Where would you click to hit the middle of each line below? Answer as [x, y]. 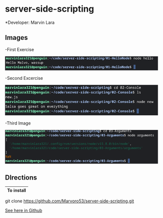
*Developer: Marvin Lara [30, 22]
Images [16, 38]
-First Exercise [20, 49]
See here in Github [24, 210]
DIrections [21, 177]
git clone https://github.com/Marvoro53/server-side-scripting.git [70, 201]
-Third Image [18, 123]
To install [16, 190]
